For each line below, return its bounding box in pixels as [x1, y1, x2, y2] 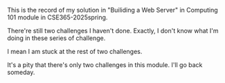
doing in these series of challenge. [7, 34, 106, 42]
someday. [7, 68, 35, 76]
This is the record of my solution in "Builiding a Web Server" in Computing [7, 6, 218, 14]
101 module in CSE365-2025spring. [7, 13, 108, 21]
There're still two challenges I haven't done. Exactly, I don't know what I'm [7, 27, 219, 35]
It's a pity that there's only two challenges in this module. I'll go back [7, 61, 203, 68]
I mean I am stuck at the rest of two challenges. [7, 48, 143, 55]
